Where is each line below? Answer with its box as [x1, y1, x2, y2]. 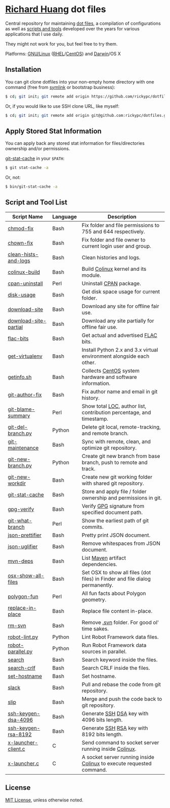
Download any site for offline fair [81, 303, 159, 310]
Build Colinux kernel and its [81, 265, 147, 272]
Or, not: [5, 175, 21, 181]
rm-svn [8, 622, 26, 629]
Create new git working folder [81, 473, 153, 480]
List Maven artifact [81, 554, 126, 561]
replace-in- [8, 604, 37, 611]
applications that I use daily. [5, 31, 64, 37]
